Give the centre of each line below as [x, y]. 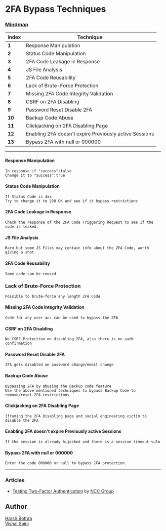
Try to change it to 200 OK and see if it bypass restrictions [72, 201]
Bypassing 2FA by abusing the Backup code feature [58, 386]
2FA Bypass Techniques [56, 9]
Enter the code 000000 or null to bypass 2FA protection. [66, 463]
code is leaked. [22, 227]
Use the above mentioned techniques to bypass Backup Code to [70, 390]
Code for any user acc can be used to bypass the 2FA [62, 318]
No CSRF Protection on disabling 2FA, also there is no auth [69, 339]
